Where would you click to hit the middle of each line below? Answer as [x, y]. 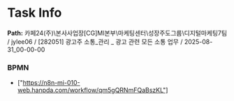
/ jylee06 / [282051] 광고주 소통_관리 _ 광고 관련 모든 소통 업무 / [95, 41]
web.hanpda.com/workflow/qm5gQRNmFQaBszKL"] [93, 90]
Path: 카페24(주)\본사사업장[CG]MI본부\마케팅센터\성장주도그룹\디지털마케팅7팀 [117, 33]
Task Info [35, 13]
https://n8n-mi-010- [51, 83]
